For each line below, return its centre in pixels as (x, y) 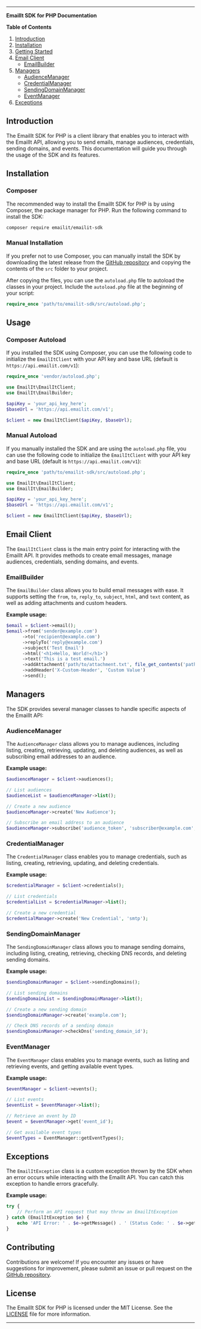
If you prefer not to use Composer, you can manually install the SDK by (93, 256)
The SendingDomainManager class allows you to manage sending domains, (96, 947)
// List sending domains (37, 993)
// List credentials (32, 897)
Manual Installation (35, 243)
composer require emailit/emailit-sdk (54, 227)
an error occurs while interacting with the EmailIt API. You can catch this (95, 1177)
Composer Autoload (36, 339)
